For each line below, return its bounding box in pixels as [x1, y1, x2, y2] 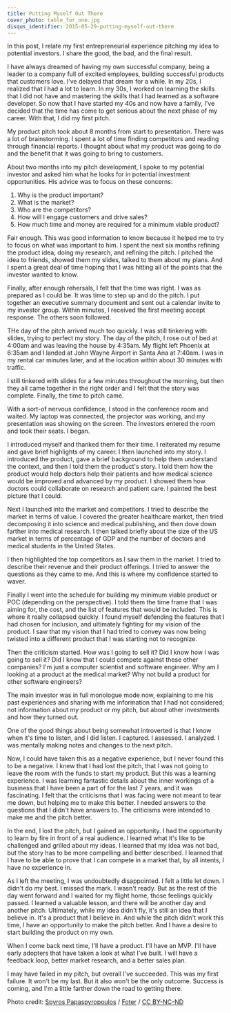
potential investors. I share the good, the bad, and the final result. [7, 49, 193, 57]
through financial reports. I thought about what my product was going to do [7, 142, 221, 151]
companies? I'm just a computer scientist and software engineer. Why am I [7, 663, 219, 671]
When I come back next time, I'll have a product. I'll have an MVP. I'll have [7, 942, 217, 950]
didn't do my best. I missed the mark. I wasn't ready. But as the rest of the [7, 884, 217, 893]
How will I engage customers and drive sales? [17, 213, 148, 221]
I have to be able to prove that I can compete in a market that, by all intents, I [7, 856, 225, 864]
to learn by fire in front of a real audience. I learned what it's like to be [7, 834, 205, 842]
